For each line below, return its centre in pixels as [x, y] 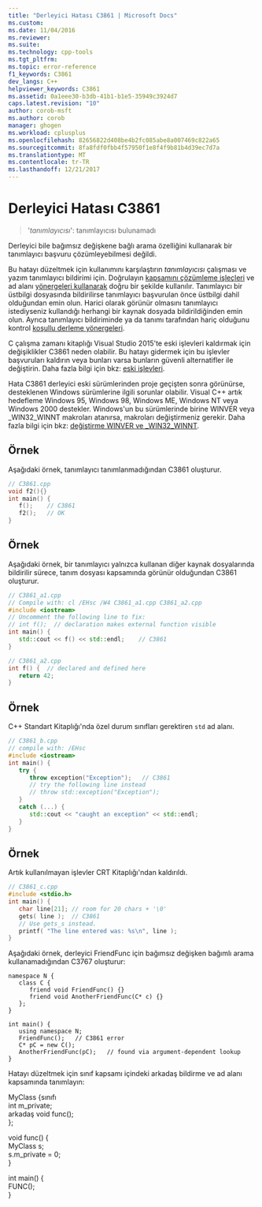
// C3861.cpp [30, 484]
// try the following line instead [87, 785]
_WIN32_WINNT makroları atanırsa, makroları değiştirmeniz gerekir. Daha [127, 417]
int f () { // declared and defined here [77, 668]
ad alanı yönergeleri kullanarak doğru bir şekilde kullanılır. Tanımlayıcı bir [125, 286]
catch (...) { [42, 807]
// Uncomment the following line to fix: [77, 617]
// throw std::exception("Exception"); [94, 792]
